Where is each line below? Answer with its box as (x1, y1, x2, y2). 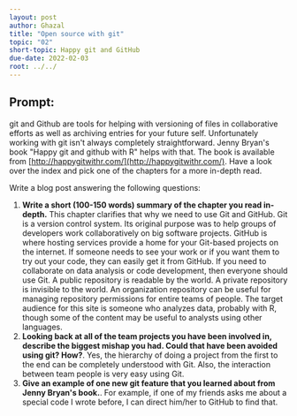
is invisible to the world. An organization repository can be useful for (21, 284, 271, 294)
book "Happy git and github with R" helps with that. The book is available (9, 147, 276, 157)
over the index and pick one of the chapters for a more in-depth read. (9, 165, 263, 176)
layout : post (9, 12, 57, 22)
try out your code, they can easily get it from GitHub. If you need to (21, 255, 267, 266)
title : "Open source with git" (9, 29, 125, 38)
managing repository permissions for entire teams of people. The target (21, 293, 284, 304)
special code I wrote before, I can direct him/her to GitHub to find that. (21, 397, 278, 407)
